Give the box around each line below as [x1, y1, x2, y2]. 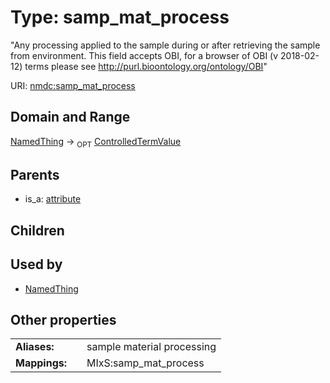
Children [10, 222, 65, 239]
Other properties [10, 311, 117, 328]
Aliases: [15, 340, 55, 354]
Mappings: [15, 356, 68, 370]
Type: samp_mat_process [10, 6, 230, 29]
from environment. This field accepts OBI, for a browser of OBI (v [10, 49, 279, 61]
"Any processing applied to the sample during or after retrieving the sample [10, 39, 321, 51]
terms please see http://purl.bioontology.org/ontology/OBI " [24, 60, 268, 72]
